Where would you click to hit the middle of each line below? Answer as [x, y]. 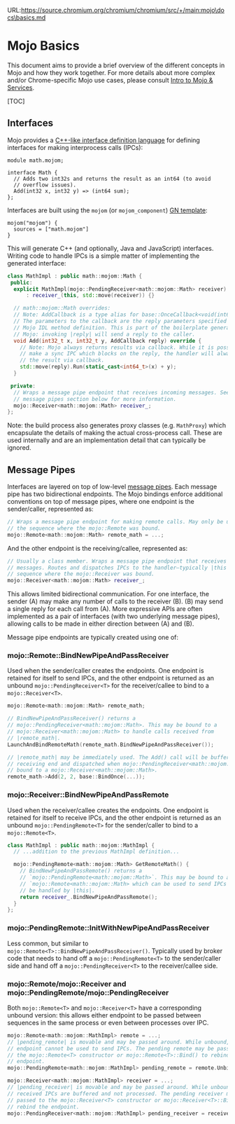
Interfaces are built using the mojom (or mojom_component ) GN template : [107, 210]
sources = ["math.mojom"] [51, 229]
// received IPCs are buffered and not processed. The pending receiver [115, 1094]
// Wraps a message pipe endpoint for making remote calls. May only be [115, 522]
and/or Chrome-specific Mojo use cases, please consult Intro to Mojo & [110, 80]
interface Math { [33, 172]
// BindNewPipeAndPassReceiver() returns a [72, 719]
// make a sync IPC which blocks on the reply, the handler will [117, 354]
